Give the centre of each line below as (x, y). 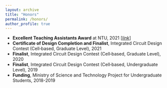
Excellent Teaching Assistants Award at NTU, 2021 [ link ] (72, 38)
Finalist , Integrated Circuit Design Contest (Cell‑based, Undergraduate (85, 64)
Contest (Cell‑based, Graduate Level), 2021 (57, 48)
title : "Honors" (22, 14)
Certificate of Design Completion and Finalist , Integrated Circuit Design (87, 43)
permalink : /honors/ (27, 19)
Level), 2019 (25, 70)
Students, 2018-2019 (34, 80)
